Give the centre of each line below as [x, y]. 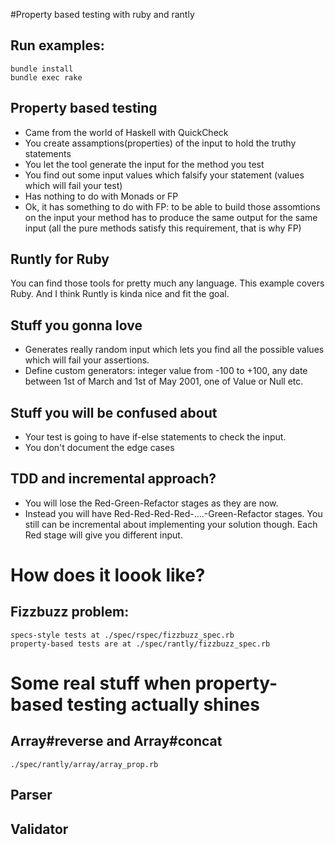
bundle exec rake [46, 77]
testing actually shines [163, 705]
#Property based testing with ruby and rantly [102, 14]
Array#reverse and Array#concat [116, 741]
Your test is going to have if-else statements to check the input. [155, 437]
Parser [31, 795]
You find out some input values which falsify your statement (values [164, 175]
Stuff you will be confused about [114, 412]
